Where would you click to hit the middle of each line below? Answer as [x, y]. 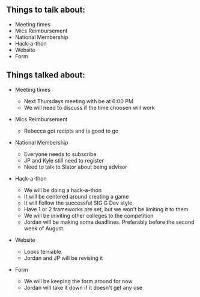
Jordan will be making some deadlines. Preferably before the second [109, 222]
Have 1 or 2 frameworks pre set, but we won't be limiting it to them [106, 209]
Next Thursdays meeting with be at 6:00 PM [79, 101]
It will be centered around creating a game [76, 196]
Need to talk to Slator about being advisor [75, 167]
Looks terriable [43, 251]
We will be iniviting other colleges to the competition [89, 215]
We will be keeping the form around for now [78, 281]
